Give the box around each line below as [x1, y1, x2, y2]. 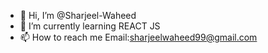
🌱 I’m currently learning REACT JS [19, 20, 161, 32]
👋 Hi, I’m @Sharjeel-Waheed [19, 10, 137, 21]
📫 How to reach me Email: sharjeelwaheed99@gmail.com [19, 31, 258, 43]
